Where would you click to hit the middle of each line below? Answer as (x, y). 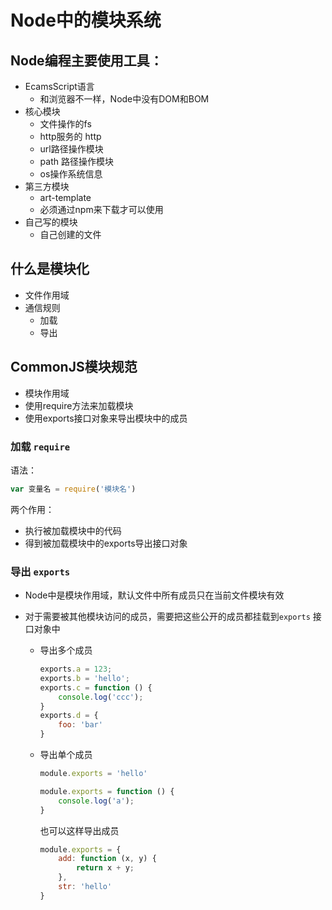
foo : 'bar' (80, 725)
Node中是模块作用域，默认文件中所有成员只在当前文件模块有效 (154, 595)
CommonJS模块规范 (74, 367)
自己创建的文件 (70, 234)
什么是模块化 (50, 269)
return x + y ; (105, 868)
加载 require (40, 446)
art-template (65, 197)
